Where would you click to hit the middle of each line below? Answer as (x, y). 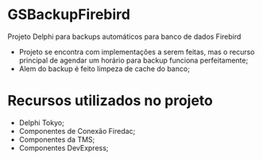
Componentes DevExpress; (64, 147)
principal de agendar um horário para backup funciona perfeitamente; (133, 60)
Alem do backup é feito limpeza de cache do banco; (104, 68)
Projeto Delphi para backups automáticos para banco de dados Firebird (124, 36)
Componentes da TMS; (57, 139)
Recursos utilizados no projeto (110, 101)
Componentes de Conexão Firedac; (77, 131)
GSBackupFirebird (69, 15)
